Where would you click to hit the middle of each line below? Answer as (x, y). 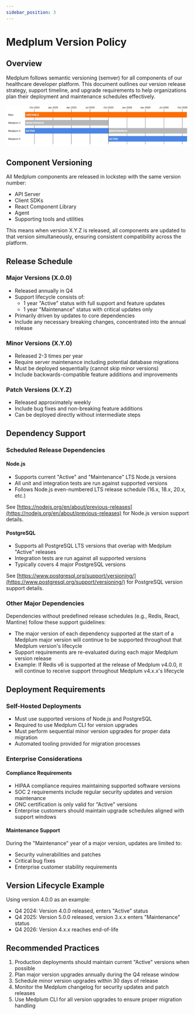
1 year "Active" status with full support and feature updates (94, 303)
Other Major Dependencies (45, 603)
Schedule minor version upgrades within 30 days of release (86, 981)
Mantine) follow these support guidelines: (56, 622)
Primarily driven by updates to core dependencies (75, 316)
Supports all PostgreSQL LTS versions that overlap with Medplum (93, 546)
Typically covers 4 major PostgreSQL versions (70, 564)
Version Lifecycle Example (55, 885)
